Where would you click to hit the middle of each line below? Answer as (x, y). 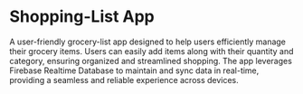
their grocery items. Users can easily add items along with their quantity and (151, 51)
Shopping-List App (82, 17)
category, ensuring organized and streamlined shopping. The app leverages (151, 61)
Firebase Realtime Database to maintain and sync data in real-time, (134, 70)
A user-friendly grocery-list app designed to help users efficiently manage (148, 42)
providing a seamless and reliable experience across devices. (124, 80)
